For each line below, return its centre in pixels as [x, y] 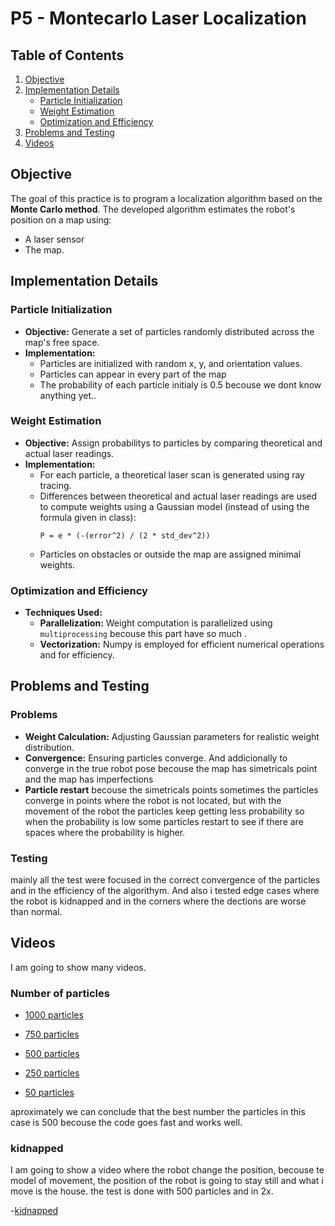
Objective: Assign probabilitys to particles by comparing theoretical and [173, 443]
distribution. [49, 747]
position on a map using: [61, 219]
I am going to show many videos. [78, 967]
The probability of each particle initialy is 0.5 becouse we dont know [180, 384]
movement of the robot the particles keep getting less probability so [164, 811]
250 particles [52, 1073]
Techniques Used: [63, 613]
